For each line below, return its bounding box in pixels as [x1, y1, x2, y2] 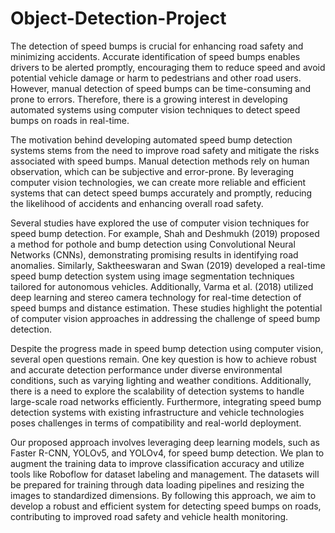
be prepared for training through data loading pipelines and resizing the [10, 478, 305, 491]
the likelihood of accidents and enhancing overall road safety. [10, 197, 264, 209]
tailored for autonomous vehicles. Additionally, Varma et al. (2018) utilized [10, 280, 314, 292]
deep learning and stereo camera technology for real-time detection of [10, 291, 302, 303]
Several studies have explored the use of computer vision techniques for [10, 217, 310, 229]
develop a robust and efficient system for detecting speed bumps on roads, [10, 500, 322, 512]
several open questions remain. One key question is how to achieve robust [10, 353, 317, 365]
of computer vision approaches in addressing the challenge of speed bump [10, 312, 321, 324]
